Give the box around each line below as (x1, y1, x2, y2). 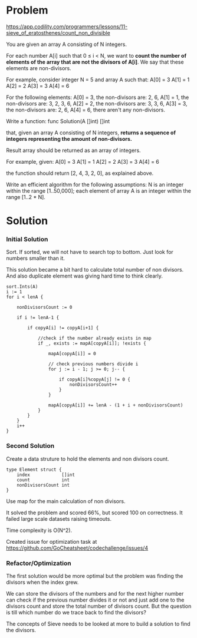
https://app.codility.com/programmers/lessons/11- (6, 23, 128, 30)
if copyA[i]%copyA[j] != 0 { (58, 376, 131, 383)
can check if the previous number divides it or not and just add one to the (6, 596, 185, 604)
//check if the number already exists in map (37, 335, 152, 342)
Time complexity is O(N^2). (6, 527, 73, 534)
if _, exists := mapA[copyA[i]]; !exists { (37, 341, 146, 346)
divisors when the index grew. (6, 579, 79, 586)
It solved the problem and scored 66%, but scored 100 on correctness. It (6, 509, 183, 516)
